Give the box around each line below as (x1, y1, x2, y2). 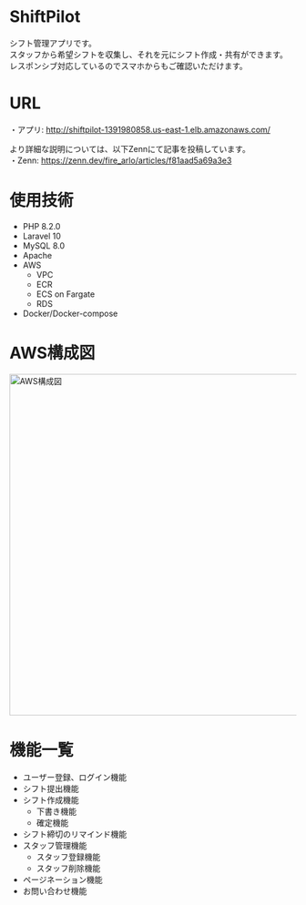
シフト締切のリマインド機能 (22, 829, 127, 839)
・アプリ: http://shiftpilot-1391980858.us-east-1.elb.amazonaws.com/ (9, 124, 271, 135)
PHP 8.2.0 (22, 220, 61, 231)
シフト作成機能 (22, 794, 79, 805)
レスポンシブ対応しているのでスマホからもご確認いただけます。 (9, 60, 248, 71)
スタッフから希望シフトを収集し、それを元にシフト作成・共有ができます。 (9, 48, 289, 60)
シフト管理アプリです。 (9, 37, 97, 48)
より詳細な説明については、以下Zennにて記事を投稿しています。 (9, 143, 250, 154)
